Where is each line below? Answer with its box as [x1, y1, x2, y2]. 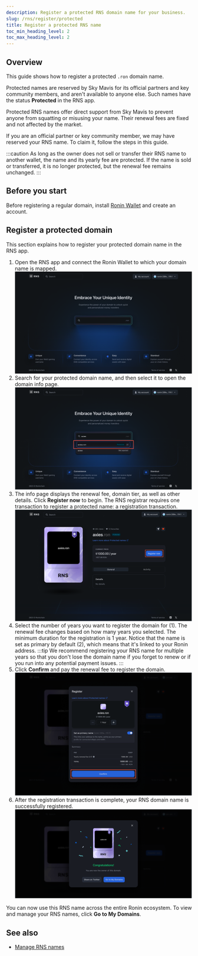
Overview [6, 57, 43, 67]
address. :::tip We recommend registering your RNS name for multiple [14, 647, 184, 654]
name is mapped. [14, 265, 57, 272]
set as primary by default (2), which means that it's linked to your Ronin [14, 640, 189, 647]
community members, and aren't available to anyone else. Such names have [6, 90, 192, 98]
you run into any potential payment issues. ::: [14, 659, 124, 666]
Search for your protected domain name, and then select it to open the [14, 374, 186, 381]
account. [6, 208, 28, 215]
